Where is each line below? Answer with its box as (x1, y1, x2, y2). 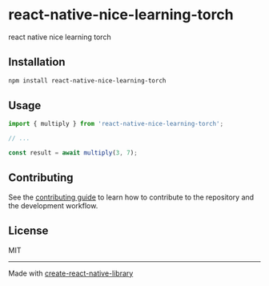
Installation (8, 55, 66, 69)
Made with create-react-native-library (8, 268, 134, 278)
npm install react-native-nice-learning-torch (8, 76, 167, 85)
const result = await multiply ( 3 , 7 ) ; (8, 149, 138, 157)
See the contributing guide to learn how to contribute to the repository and (8, 192, 255, 202)
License (8, 224, 49, 238)
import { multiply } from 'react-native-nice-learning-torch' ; (8, 120, 224, 128)
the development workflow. (8, 200, 98, 210)
